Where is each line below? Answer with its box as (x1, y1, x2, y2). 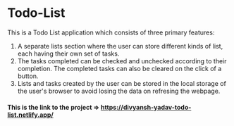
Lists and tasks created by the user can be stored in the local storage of (17, 79, 227, 87)
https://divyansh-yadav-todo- (100, 103, 192, 111)
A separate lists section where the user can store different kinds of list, (17, 42, 223, 50)
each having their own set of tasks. (17, 49, 120, 58)
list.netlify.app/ (7, 111, 54, 119)
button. (17, 72, 39, 80)
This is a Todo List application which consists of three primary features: (7, 28, 215, 37)
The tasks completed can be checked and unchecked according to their (17, 56, 227, 65)
